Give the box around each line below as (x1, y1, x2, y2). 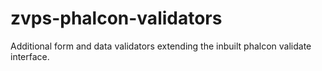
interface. (10, 50, 50, 62)
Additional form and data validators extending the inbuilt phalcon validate (10, 40, 312, 52)
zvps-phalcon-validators (10, 7, 223, 30)
